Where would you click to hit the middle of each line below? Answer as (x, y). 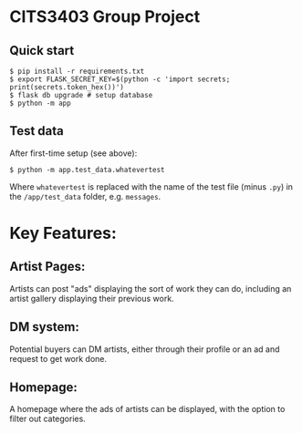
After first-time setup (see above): (73, 153)
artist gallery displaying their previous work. (92, 298)
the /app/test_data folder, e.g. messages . (85, 196)
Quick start (42, 51)
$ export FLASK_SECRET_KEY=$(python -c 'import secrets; (120, 79)
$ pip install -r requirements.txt (77, 71)
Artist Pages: (47, 267)
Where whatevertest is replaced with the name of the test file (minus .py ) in (151, 186)
